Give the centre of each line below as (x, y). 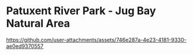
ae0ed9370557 (25, 46)
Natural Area (38, 23)
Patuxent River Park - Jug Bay (81, 11)
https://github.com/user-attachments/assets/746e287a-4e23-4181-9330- (96, 40)
